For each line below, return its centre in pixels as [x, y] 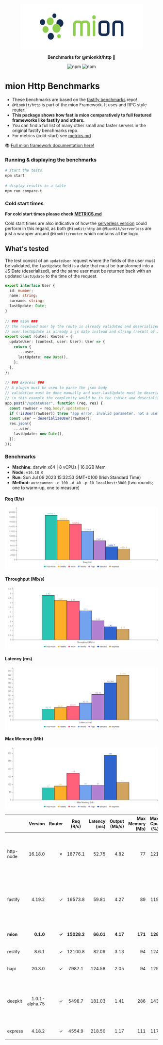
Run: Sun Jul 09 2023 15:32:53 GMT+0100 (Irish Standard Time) [76, 477]
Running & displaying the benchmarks [51, 160]
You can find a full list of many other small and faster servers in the [79, 125]
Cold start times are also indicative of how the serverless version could [76, 223]
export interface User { [30, 285]
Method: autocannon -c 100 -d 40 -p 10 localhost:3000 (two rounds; [82, 483]
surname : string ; [27, 301]
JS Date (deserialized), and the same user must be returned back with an [78, 271]
